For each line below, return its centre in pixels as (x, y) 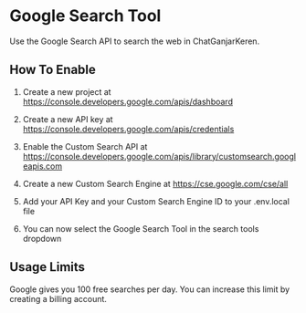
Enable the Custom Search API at (85, 146)
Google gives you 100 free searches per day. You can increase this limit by (150, 289)
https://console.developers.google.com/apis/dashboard (127, 101)
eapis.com (42, 166)
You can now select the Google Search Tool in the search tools (141, 228)
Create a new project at (67, 91)
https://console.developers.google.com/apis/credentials (128, 129)
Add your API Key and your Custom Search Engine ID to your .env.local (156, 201)
